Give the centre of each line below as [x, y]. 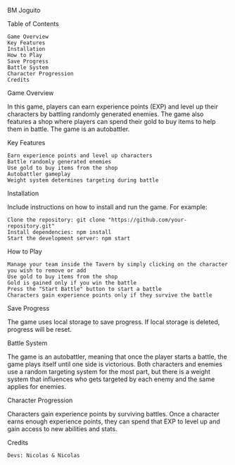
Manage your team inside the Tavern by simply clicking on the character [118, 264]
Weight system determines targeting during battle [83, 180]
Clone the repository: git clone [56, 220]
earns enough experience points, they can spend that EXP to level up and [114, 421]
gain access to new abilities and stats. [62, 429]
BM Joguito [24, 10]
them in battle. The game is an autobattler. [69, 129]
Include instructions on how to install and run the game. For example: [107, 207]
